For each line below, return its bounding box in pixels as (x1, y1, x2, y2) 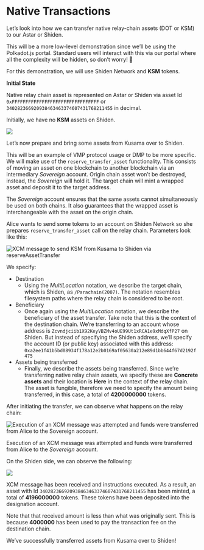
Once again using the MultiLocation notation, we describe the (24, 307, 180, 315)
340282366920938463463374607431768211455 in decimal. (6, 104, 142, 111)
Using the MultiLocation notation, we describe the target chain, (24, 281, 183, 289)
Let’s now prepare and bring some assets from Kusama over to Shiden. (6, 139, 185, 147)
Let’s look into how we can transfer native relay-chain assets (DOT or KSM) (6, 24, 195, 32)
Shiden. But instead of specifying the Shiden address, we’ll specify (24, 333, 192, 341)
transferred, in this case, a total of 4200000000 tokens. (24, 391, 166, 398)
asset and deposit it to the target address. (6, 183, 111, 190)
